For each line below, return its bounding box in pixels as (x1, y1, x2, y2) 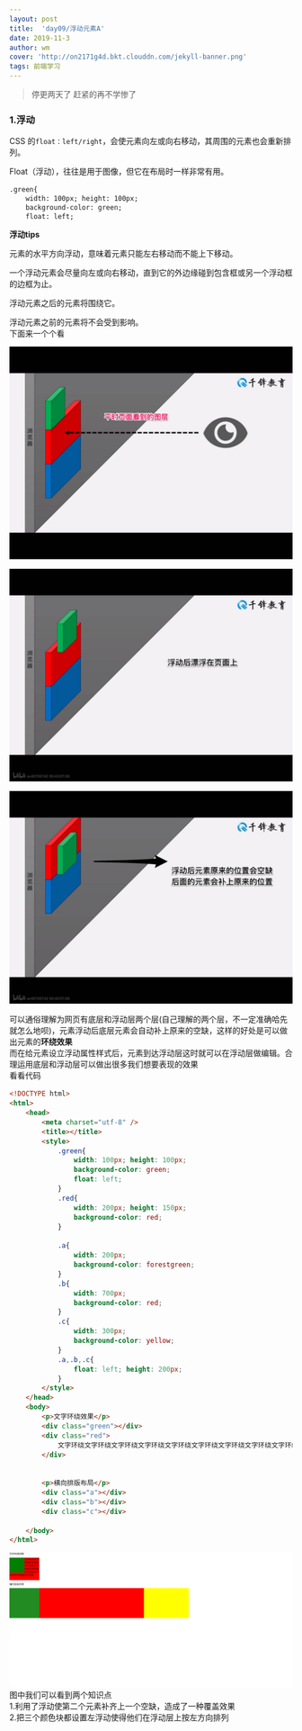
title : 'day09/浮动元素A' (9, 23, 105, 33)
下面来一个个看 (9, 329, 65, 339)
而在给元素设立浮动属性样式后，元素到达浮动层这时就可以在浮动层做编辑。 (9, 1048, 285, 1059)
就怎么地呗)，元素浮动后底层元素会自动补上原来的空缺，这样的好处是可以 (9, 1025, 280, 1036)
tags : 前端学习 (9, 62, 61, 71)
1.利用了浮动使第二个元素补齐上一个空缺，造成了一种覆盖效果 (9, 1700, 235, 1711)
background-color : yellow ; (73, 1337, 175, 1346)
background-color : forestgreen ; (73, 1260, 195, 1269)
